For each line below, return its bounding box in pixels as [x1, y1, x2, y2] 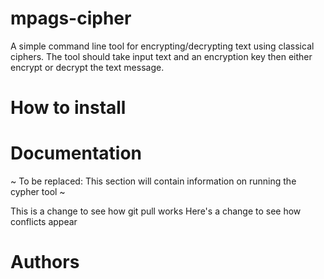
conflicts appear [10, 216, 78, 228]
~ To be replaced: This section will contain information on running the [10, 175, 297, 187]
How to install [10, 97, 127, 119]
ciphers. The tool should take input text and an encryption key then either [10, 50, 313, 62]
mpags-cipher [10, 7, 132, 30]
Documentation [10, 142, 143, 165]
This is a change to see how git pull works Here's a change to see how [10, 205, 302, 217]
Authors [10, 251, 80, 274]
